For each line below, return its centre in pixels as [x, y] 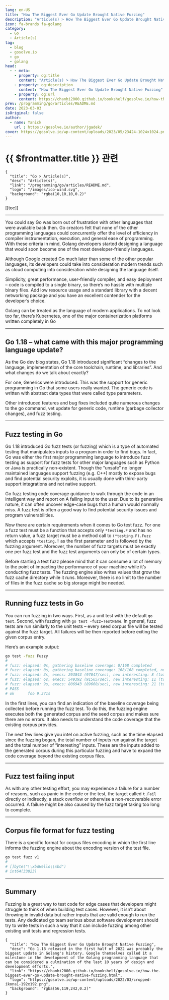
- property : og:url [35, 94]
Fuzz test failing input [40, 776]
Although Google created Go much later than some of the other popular [79, 259]
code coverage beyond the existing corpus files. [55, 756]
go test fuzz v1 [22, 857]
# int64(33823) [21, 871]
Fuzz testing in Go [34, 434]
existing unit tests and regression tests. [46, 930]
